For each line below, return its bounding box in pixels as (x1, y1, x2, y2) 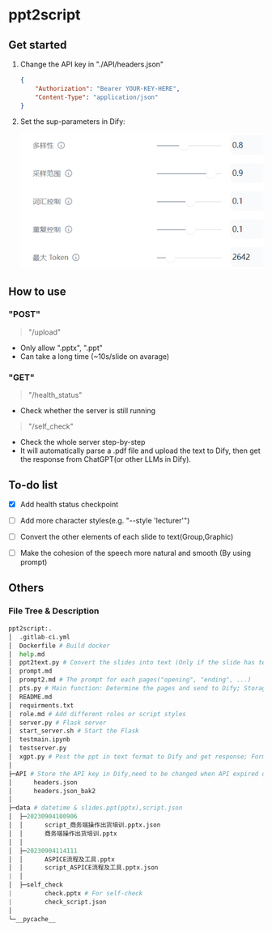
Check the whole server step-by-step (19, 438, 146, 447)
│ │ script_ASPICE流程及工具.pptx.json (8, 864, 159, 872)
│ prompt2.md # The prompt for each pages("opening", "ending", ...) (8, 676, 252, 684)
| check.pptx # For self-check (8, 890, 143, 898)
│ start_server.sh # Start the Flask (8, 727, 139, 735)
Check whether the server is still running (19, 406, 156, 416)
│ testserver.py (8, 744, 67, 753)
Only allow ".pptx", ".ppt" (19, 343, 103, 352)
